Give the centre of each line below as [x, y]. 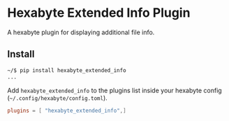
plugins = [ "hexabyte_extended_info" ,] [67, 111]
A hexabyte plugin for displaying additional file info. [81, 32]
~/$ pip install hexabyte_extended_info [67, 70]
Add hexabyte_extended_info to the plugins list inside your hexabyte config [114, 90]
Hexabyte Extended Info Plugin [99, 13]
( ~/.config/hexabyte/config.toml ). [58, 98]
